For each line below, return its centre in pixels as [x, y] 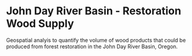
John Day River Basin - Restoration [94, 11]
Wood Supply [40, 24]
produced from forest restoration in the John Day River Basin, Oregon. [92, 46]
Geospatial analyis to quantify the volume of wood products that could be [96, 40]
